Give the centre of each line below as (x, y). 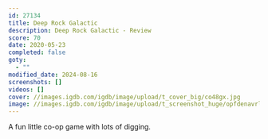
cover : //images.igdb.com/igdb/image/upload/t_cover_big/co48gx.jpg (124, 97)
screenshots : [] (35, 82)
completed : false (37, 52)
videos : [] (26, 89)
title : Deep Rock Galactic (53, 23)
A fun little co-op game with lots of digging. (80, 127)
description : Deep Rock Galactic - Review (80, 30)
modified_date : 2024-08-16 (53, 75)
